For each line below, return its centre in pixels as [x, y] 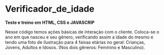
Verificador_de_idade [50, 9]
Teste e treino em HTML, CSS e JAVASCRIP [50, 22]
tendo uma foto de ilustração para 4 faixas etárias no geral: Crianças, [75, 42]
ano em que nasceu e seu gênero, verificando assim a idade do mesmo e [79, 37]
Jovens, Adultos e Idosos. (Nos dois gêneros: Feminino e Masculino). [75, 47]
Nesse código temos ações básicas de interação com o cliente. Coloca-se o [82, 32]
